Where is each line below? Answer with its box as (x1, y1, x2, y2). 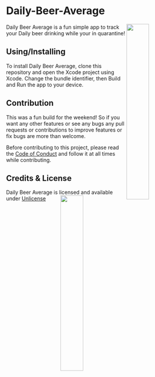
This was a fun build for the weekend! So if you (6, 113, 120, 121)
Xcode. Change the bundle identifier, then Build (6, 75, 121, 82)
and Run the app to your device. (6, 81, 84, 88)
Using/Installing (6, 47, 66, 57)
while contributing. (6, 156, 52, 163)
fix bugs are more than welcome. (6, 132, 86, 139)
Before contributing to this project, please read (6, 144, 119, 151)
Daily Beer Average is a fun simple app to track (6, 23, 119, 31)
